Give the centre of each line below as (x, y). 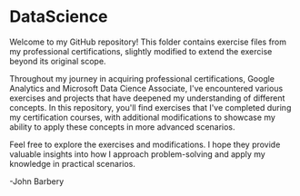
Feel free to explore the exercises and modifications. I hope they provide (145, 144)
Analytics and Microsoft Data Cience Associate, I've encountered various (146, 88)
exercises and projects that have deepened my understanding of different (147, 98)
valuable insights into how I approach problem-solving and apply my (137, 154)
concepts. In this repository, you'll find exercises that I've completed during (150, 107)
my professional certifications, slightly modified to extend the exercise (141, 51)
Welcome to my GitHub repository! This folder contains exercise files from (148, 42)
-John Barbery (37, 181)
